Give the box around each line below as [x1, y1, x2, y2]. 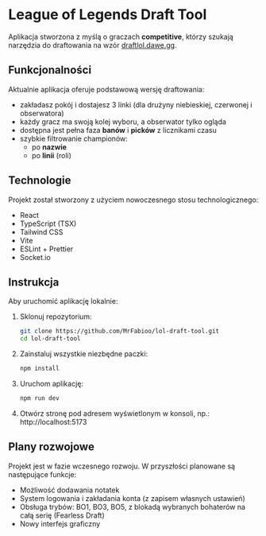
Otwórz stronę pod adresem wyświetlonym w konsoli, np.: [19, 408, 210, 418]
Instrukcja [8, 275, 60, 289]
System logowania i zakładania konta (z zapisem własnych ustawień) [19, 493, 245, 503]
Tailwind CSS [19, 227, 64, 236]
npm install [19, 364, 60, 373]
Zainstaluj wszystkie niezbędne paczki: [19, 349, 148, 359]
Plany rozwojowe [8, 440, 95, 454]
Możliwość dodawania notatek [19, 485, 120, 495]
